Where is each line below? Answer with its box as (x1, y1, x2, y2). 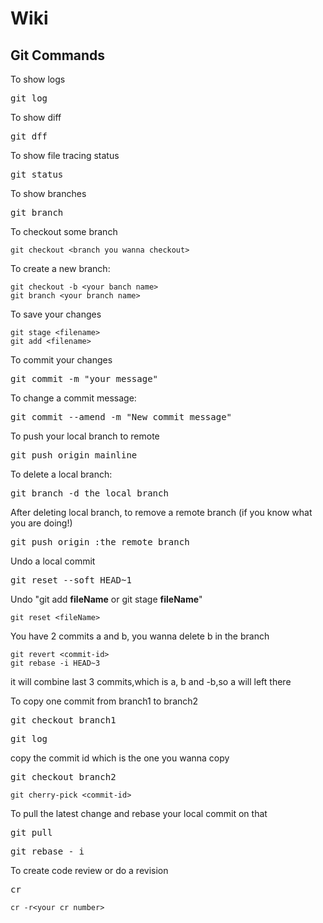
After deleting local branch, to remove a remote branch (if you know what (10, 507, 313, 518)
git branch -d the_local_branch (10, 488, 169, 499)
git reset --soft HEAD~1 (10, 575, 132, 586)
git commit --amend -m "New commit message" (10, 412, 233, 422)
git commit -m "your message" (10, 373, 159, 384)
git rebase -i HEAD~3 (10, 658, 101, 668)
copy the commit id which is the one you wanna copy (10, 752, 230, 764)
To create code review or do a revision (10, 865, 169, 876)
